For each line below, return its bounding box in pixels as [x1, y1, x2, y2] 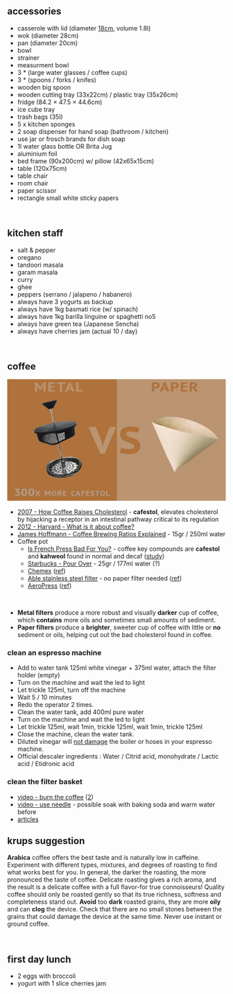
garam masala [17, 267, 58, 276]
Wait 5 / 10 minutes [17, 693, 72, 702]
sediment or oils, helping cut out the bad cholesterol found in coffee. [17, 631, 214, 639]
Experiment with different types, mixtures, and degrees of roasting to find [7, 861, 217, 869]
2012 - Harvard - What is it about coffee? [17, 522, 135, 531]
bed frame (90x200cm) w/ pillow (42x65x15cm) [17, 156, 155, 165]
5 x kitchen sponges [17, 119, 76, 128]
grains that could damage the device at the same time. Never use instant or [7, 913, 223, 921]
